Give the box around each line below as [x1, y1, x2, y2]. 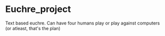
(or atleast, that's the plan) [5, 25, 61, 31]
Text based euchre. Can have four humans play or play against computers [5, 20, 160, 26]
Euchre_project [5, 3, 71, 15]
